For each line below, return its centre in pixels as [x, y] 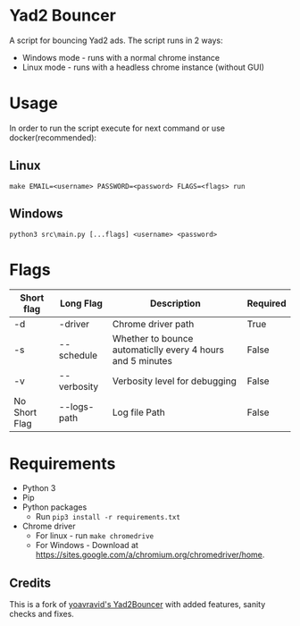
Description [175, 303]
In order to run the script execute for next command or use [117, 128]
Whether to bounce [153, 339]
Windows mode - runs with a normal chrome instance [121, 57]
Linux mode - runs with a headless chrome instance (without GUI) [143, 67]
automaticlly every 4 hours [168, 350]
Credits [30, 583]
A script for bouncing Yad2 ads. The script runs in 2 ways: [116, 40]
